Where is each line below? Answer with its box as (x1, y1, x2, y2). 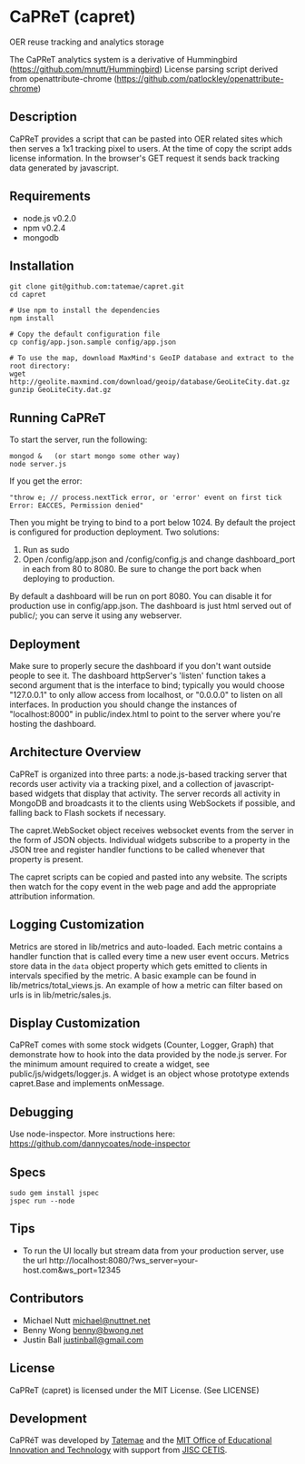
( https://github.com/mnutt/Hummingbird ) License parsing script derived (9, 64, 279, 74)
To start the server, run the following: (9, 434, 148, 446)
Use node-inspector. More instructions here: (9, 1128, 175, 1140)
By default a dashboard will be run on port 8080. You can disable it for (9, 591, 272, 602)
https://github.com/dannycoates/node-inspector (9, 1138, 191, 1149)
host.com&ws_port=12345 (22, 1264, 121, 1275)
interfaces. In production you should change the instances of (9, 699, 238, 710)
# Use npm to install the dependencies (9, 306, 161, 315)
